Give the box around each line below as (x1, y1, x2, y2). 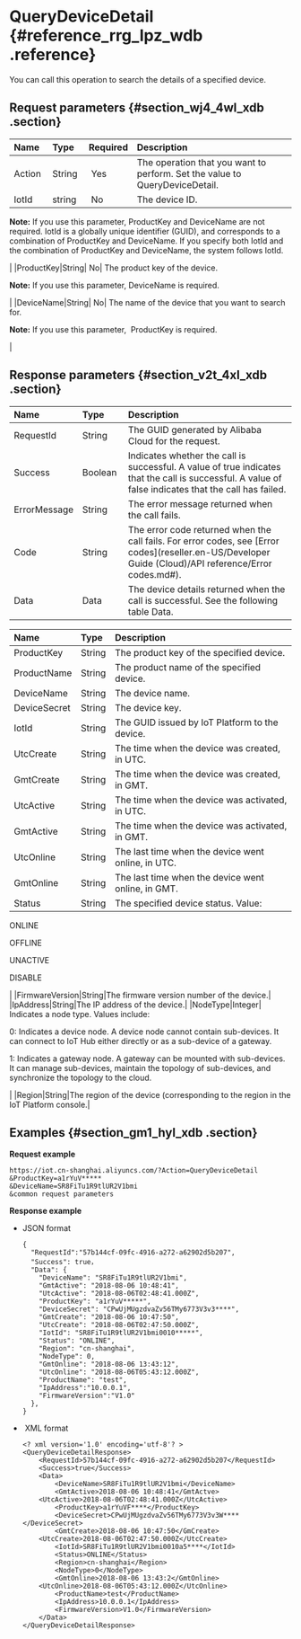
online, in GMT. (115, 882, 179, 895)
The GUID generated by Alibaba (128, 423, 262, 436)
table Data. (128, 605, 174, 617)
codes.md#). (128, 568, 182, 580)
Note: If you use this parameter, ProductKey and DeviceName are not (9, 216, 266, 226)
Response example (9, 1206, 82, 1217)
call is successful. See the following (128, 594, 279, 607)
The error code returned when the (128, 523, 271, 536)
